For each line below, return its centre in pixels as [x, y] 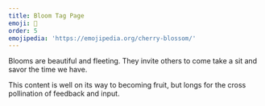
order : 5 [23, 31]
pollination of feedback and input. [64, 94]
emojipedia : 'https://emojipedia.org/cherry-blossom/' [102, 38]
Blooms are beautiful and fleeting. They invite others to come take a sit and [133, 61]
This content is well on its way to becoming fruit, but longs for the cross [127, 85]
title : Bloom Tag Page [46, 16]
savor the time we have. [48, 70]
